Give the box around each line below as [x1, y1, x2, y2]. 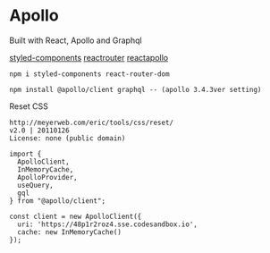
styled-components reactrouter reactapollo [9, 52, 169, 63]
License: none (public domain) [9, 133, 126, 143]
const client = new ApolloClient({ [9, 212, 142, 221]
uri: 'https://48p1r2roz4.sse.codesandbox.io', [17, 220, 198, 229]
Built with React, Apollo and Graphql [9, 35, 142, 46]
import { [9, 149, 42, 158]
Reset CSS [9, 100, 49, 112]
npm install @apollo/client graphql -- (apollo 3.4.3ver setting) [9, 85, 262, 94]
